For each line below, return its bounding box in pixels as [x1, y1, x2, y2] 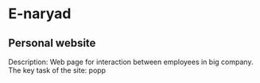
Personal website [8, 36, 96, 50]
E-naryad [8, 5, 72, 23]
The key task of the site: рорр [8, 66, 106, 75]
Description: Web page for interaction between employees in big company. [8, 57, 254, 66]
